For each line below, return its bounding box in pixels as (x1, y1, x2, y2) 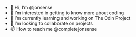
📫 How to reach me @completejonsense (10, 26, 98, 32)
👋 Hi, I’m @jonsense (10, 5, 53, 10)
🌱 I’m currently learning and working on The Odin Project (10, 15, 131, 21)
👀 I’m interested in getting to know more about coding (10, 10, 124, 16)
